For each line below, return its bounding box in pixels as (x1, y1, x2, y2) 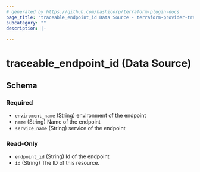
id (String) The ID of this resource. (14, 159, 100, 167)
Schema (6, 80, 37, 90)
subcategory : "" (6, 20, 46, 26)
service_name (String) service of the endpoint (14, 125, 126, 131)
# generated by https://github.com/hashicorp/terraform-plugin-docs (6, 8, 180, 15)
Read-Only (6, 139, 39, 148)
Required (6, 98, 33, 106)
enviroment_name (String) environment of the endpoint (14, 112, 146, 119)
